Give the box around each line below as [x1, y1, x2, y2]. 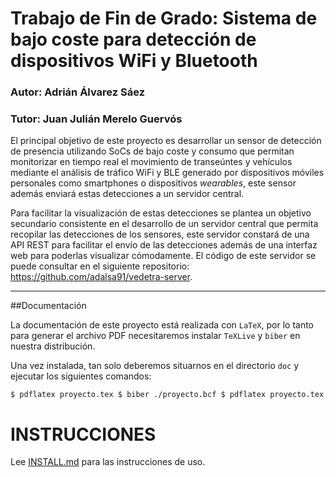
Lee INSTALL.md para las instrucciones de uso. [10, 456, 206, 468]
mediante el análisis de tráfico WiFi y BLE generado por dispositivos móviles [10, 167, 325, 179]
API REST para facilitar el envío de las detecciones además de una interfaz [10, 239, 318, 251]
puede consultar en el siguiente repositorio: [10, 260, 190, 272]
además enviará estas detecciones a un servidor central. [10, 188, 245, 200]
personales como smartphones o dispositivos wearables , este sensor [10, 177, 297, 189]
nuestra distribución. [10, 340, 96, 352]
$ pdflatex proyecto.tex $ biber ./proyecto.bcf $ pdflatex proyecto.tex [10, 390, 325, 400]
